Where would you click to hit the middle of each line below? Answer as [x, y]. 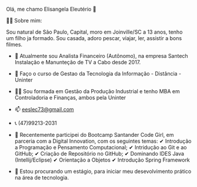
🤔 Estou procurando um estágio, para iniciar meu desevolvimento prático [103, 171]
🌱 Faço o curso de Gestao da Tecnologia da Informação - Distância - [98, 73]
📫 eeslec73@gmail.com [44, 109]
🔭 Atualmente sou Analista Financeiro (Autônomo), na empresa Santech [101, 56]
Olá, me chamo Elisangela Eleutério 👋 [51, 9]
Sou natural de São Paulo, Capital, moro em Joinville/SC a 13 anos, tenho [94, 32]
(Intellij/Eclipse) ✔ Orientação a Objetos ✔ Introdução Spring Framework [102, 160]
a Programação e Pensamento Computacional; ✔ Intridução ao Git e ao [101, 147]
